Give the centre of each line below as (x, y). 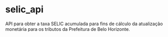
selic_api (24, 10)
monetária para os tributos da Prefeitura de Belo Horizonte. (68, 29)
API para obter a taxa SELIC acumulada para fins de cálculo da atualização (84, 24)
